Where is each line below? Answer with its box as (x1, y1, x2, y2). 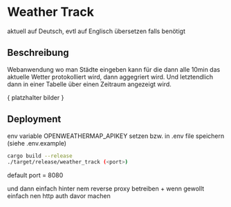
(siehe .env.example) (7, 139, 67, 147)
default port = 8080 (7, 171, 64, 179)
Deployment (7, 113, 62, 125)
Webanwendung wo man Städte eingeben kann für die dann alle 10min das (7, 65, 221, 73)
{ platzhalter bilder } (7, 93, 64, 101)
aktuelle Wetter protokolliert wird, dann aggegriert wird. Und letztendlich (7, 72, 214, 81)
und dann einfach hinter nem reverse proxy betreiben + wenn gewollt (7, 184, 205, 193)
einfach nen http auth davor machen (7, 192, 111, 200)
